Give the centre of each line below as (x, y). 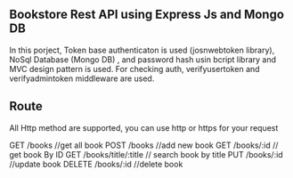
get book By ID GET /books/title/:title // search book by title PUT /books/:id (146, 154)
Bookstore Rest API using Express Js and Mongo (147, 15)
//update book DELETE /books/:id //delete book (96, 164)
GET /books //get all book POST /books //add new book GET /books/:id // (144, 145)
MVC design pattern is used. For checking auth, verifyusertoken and (134, 69)
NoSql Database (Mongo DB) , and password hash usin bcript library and (143, 59)
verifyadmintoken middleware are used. (82, 78)
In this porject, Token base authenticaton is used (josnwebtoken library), (142, 50)
